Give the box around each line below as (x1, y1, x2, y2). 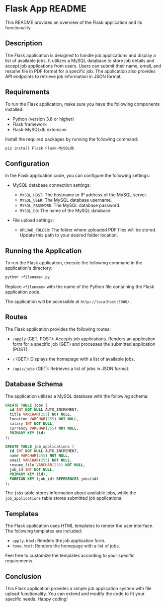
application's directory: (5, 265, 53, 271)
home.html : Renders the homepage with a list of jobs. (12, 543, 120, 549)
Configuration (5, 159, 50, 168)
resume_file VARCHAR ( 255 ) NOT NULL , (9, 462, 85, 467)
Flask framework (12, 121, 47, 127)
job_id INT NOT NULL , (9, 467, 55, 472)
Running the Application (5, 246, 82, 255)
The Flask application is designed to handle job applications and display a (5, 52, 156, 58)
